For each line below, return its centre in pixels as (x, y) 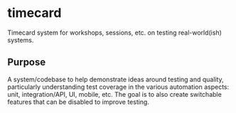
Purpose (27, 63)
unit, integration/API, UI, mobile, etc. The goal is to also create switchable (114, 94)
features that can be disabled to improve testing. (78, 102)
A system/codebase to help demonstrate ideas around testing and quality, (116, 79)
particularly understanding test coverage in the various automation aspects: (118, 87)
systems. (21, 40)
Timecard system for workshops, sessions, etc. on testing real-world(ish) (115, 32)
